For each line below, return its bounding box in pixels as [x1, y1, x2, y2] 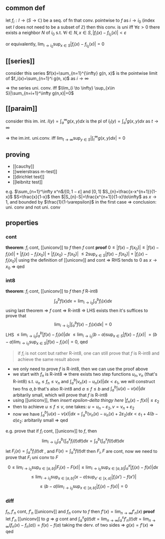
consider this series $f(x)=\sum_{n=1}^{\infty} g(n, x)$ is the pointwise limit [5, 70, 158, 76]
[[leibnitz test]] [12, 179, 43, 185]
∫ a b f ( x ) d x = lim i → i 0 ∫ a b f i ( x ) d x [54, 297, 112, 305]
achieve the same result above [17, 357, 80, 362]
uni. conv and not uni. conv [5, 204, 61, 210]
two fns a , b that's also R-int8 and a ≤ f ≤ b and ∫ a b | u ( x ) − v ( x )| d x [12, 385, 145, 393]
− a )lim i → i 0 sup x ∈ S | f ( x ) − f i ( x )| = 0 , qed [5, 339, 88, 346]
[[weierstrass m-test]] [12, 169, 57, 175]
